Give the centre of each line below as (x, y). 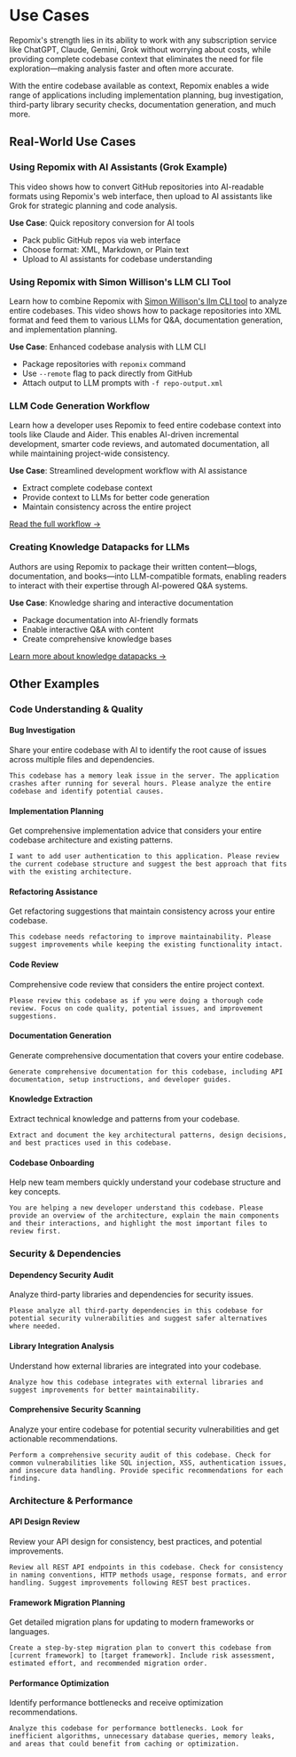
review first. (35, 1232)
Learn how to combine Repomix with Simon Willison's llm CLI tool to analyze (148, 301)
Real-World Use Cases (73, 142)
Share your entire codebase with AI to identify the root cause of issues (138, 750)
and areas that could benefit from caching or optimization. (125, 1744)
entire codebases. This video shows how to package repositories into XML (145, 310)
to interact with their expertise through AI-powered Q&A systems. (129, 585)
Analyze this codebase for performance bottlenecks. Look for (126, 1729)
